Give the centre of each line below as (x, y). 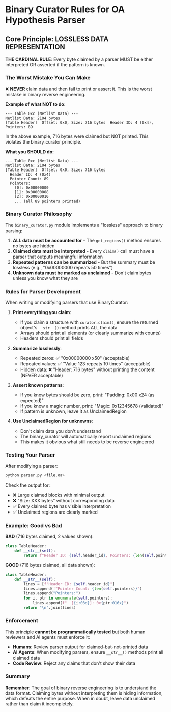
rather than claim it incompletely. (39, 704)
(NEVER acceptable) (41, 375)
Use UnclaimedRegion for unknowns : (53, 421)
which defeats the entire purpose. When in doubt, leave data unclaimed (80, 698)
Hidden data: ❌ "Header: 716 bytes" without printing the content (87, 369)
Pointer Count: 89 (30, 179)
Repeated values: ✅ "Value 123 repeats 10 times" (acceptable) (85, 364)
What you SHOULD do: (30, 152)
